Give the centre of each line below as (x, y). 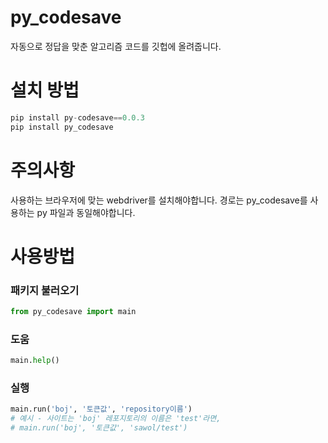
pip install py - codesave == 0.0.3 (77, 117)
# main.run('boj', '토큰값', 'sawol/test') (99, 428)
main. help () (35, 361)
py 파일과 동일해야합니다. (86, 212)
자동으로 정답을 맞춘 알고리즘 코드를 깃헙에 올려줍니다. (116, 46)
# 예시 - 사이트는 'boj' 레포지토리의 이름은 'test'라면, (116, 419)
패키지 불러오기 (45, 290)
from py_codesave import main (73, 312)
